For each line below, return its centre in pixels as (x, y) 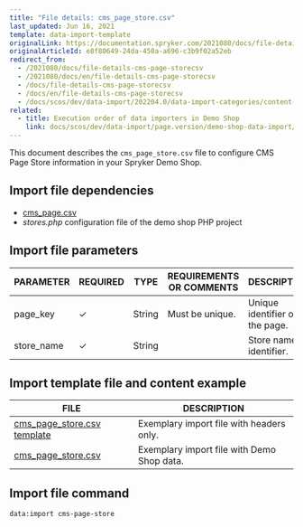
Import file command (69, 493)
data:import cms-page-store (62, 514)
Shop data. (161, 461)
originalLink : (36, 43)
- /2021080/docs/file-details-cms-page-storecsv (110, 69)
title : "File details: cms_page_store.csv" (92, 18)
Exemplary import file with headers (212, 424)
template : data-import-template (70, 34)
